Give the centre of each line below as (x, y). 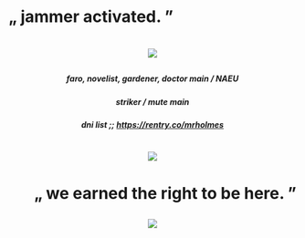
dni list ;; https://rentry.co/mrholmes (152, 125)
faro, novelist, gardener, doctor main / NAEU (152, 78)
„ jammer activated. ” (91, 17)
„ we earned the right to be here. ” (165, 193)
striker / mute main (152, 101)
